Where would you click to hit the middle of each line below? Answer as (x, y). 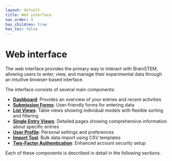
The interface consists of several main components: (60, 90)
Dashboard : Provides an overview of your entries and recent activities (87, 99)
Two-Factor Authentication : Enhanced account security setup (79, 143)
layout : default (23, 10)
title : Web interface (28, 15)
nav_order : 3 (19, 19)
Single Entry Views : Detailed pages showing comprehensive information (90, 122)
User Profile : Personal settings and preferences (63, 132)
